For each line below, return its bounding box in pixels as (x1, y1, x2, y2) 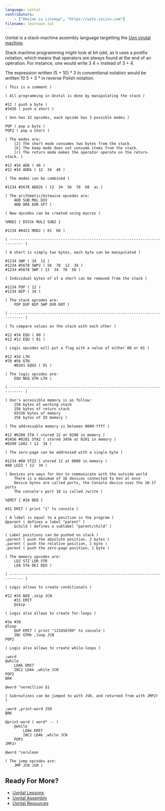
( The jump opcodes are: (5, 759, 56, 764)
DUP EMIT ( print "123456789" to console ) (14, 628, 106, 634)
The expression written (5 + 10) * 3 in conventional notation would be (5, 70, 146, 76)
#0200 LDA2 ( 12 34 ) (5, 441, 52, 446)
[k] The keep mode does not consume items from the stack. (14, 146, 139, 151)
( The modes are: (5, 137, 41, 142)
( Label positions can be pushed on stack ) (5, 533, 99, 538)
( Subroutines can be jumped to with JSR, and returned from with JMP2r (5, 694, 159, 699)
